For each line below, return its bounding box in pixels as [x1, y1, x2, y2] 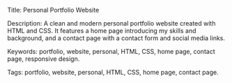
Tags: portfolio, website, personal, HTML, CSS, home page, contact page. [7, 68, 219, 76]
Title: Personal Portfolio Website [7, 6, 100, 14]
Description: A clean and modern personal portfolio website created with [7, 19, 216, 27]
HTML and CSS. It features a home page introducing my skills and [7, 27, 196, 35]
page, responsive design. [7, 55, 80, 63]
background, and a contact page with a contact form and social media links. [7, 34, 225, 42]
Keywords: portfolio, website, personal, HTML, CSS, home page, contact [7, 48, 215, 55]
